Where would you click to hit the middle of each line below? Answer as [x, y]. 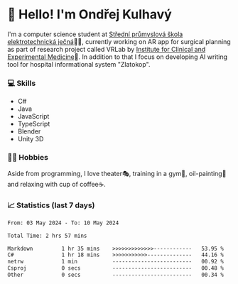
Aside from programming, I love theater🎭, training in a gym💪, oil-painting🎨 [117, 173]
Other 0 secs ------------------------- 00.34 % [115, 275]
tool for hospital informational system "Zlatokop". [79, 64]
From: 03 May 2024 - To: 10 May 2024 [63, 223]
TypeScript [34, 124]
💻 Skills [22, 83]
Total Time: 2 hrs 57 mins [47, 236]
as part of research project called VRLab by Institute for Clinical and [107, 49]
